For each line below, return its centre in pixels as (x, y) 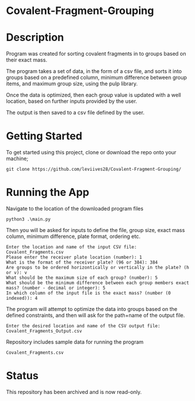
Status (22, 376)
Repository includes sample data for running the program (75, 342)
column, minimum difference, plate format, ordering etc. (73, 236)
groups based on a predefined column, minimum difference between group (97, 78)
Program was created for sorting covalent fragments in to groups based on (96, 54)
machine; (17, 158)
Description (35, 38)
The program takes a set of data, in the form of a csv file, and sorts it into (94, 71)
